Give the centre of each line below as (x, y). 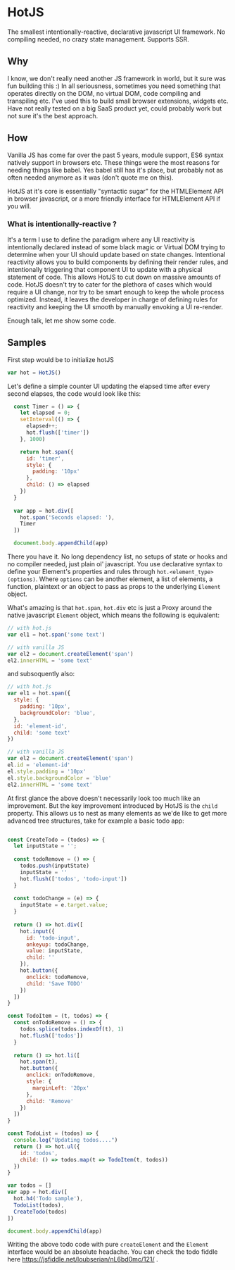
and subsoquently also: (41, 674)
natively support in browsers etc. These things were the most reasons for (114, 162)
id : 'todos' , (39, 1153)
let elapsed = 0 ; (45, 413)
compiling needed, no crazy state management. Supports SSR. (99, 39)
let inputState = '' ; (45, 846)
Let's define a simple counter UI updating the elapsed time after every (109, 386)
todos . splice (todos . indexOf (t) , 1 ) (72, 1029)
